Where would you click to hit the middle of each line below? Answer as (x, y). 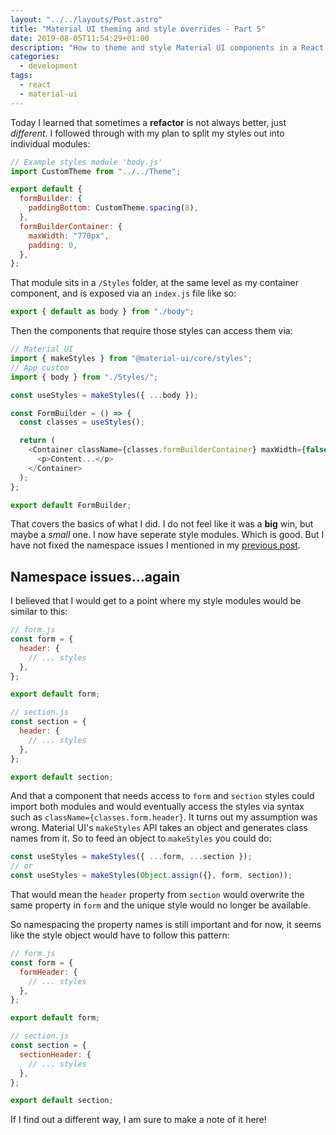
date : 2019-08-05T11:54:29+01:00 (80, 38)
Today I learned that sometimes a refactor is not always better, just (148, 122)
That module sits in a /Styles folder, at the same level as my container (155, 283)
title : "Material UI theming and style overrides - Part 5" (138, 29)
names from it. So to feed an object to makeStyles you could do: (141, 838)
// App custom (40, 367)
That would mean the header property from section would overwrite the (157, 895)
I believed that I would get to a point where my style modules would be (156, 601)
